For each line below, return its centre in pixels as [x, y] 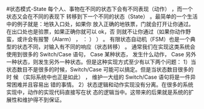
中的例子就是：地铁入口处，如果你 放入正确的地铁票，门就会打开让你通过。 [100, 24]
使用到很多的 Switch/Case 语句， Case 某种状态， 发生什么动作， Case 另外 [101, 54]
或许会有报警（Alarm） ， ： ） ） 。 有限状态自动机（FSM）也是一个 [104, 39]
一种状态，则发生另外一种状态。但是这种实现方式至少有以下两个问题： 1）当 [101, 62]
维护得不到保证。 [43, 100]
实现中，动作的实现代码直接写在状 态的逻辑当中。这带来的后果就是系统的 [97, 92]
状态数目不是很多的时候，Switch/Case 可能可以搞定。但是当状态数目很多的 [100, 69]
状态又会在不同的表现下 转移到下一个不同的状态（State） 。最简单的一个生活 [102, 16]
